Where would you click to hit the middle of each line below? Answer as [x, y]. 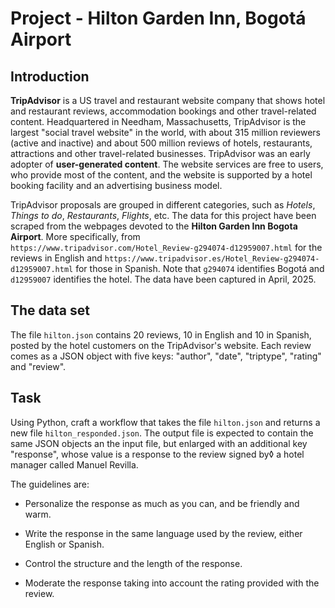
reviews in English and [56, 258]
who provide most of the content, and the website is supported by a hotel [161, 175]
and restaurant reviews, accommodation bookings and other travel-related [163, 111]
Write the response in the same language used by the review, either [163, 533]
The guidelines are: [50, 484]
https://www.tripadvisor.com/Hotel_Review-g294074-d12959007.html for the [166, 247]
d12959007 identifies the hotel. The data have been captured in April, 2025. [163, 279]
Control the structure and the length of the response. [133, 563]
